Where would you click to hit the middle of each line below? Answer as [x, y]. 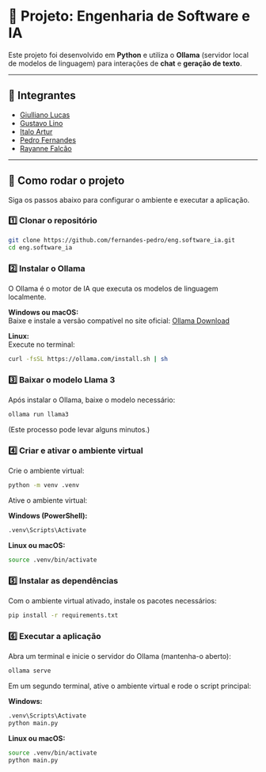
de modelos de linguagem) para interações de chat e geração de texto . [125, 63]
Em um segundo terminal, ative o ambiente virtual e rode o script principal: [130, 686]
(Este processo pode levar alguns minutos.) [79, 429]
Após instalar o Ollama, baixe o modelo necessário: [92, 400]
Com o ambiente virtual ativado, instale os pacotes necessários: [112, 601]
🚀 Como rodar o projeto [66, 181]
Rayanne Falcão [46, 148]
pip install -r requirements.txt [63, 616]
